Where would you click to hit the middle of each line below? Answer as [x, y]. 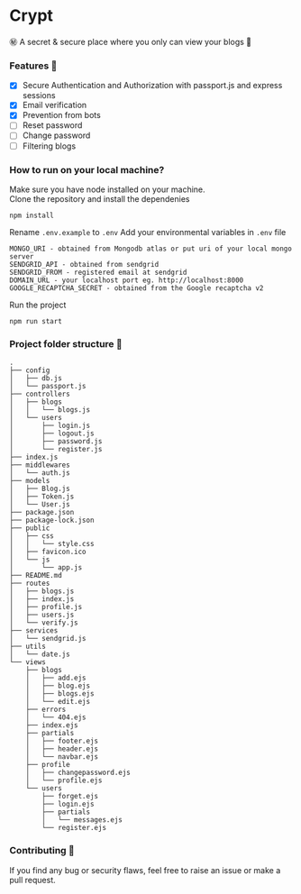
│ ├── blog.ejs [58, 686]
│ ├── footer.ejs [62, 741]
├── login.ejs [68, 804]
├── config [30, 370]
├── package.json [42, 513]
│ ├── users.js [42, 615]
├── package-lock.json [52, 520]
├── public [30, 528]
